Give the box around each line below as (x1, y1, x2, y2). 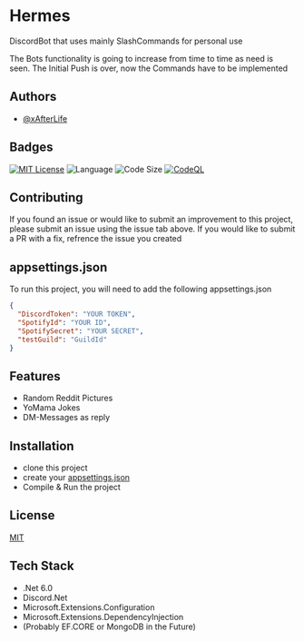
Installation (9, 438, 74, 454)
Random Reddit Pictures (22, 392, 113, 404)
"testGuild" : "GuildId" (17, 335, 107, 344)
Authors (9, 89, 57, 104)
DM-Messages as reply (22, 412, 111, 423)
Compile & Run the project (22, 482, 121, 493)
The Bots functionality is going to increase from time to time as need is (9, 53, 274, 64)
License (9, 508, 55, 523)
